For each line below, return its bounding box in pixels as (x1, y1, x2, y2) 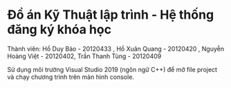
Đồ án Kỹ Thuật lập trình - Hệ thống (7, 7, 214, 23)
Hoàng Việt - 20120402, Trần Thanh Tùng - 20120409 (7, 52, 162, 60)
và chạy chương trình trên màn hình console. (7, 73, 135, 81)
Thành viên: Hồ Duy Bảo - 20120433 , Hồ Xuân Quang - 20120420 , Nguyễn (7, 44, 225, 53)
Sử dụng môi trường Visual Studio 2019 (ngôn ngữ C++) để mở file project (7, 65, 218, 73)
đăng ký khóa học (7, 21, 112, 37)
